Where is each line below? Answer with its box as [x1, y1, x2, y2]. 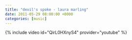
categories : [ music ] [5, 16, 47, 21]
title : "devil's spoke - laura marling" [5, 7, 89, 12]
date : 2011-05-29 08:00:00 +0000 [5, 12, 73, 17]
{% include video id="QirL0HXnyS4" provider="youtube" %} [5, 30, 128, 36]
